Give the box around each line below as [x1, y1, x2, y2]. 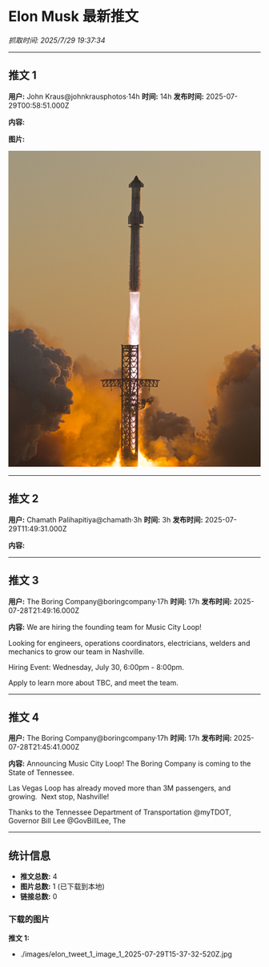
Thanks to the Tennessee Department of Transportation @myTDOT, [8, 807, 232, 817]
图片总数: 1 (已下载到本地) [19, 882, 106, 892]
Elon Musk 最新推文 [8, 7, 139, 26]
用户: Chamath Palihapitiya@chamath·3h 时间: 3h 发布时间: [8, 514, 203, 524]
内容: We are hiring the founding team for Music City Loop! [8, 622, 202, 632]
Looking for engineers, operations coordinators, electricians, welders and [8, 638, 251, 648]
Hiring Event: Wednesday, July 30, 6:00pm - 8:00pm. [8, 662, 184, 672]
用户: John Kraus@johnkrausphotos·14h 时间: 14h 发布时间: [8, 91, 204, 101]
